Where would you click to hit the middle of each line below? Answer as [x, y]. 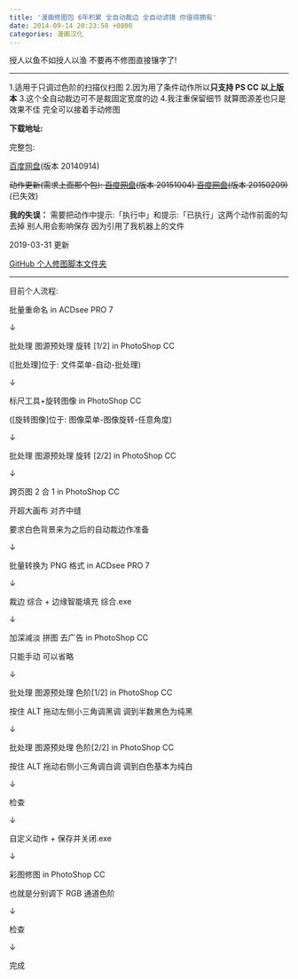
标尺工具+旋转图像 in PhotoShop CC [75, 401]
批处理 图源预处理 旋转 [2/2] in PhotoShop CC [93, 456]
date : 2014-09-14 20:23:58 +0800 [71, 26]
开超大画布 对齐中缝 [45, 510]
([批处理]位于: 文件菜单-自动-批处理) [75, 365]
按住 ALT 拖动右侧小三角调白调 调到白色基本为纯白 [101, 766]
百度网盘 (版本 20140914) [55, 166]
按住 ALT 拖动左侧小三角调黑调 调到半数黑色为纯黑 [101, 712]
